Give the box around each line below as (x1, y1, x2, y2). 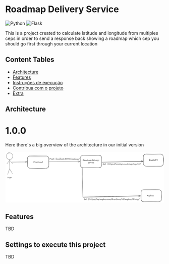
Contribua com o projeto (12, 85, 64, 91)
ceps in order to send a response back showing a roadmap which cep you (5, 35, 159, 41)
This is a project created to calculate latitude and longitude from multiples (5, 30, 158, 36)
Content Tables (5, 56, 54, 64)
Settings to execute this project (5, 240, 106, 249)
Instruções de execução (12, 79, 63, 85)
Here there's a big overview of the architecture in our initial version (5, 142, 144, 148)
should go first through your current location (5, 40, 97, 46)
